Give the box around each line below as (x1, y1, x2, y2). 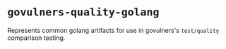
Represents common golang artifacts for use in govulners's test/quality (7, 26, 220, 34)
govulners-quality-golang (7, 6, 160, 19)
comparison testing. (7, 34, 66, 42)
